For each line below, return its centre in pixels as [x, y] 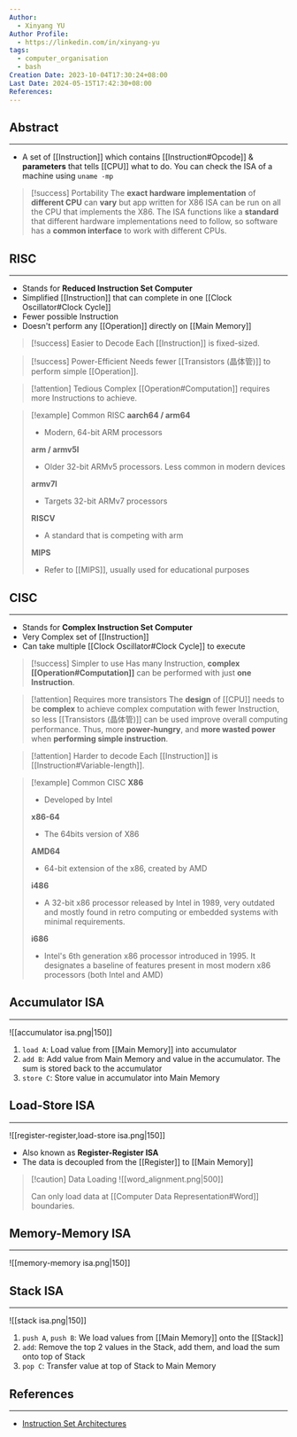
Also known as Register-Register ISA [90, 1152]
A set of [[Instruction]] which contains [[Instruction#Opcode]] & [137, 157]
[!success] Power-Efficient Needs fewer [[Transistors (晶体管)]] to [151, 362]
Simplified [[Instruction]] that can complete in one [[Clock [127, 298]
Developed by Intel [78, 800]
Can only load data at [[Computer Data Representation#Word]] [145, 1196]
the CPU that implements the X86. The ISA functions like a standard [155, 212]
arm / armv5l [55, 449]
